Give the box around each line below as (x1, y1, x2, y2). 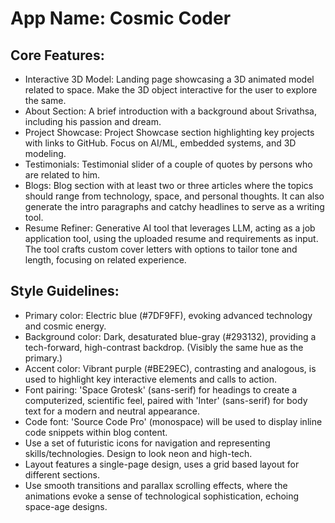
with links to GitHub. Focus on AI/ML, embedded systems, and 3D (24, 137, 297, 149)
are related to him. (24, 169, 101, 181)
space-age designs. (24, 500, 108, 512)
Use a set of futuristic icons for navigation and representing (24, 437, 271, 449)
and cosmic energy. (24, 320, 107, 332)
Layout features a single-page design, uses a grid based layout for (24, 458, 300, 470)
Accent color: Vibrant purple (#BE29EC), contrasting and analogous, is (24, 362, 317, 374)
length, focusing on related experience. (24, 254, 187, 266)
